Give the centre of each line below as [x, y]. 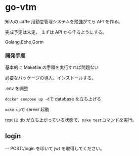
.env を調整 [17, 89]
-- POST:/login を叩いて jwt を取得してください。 [55, 149]
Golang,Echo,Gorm [24, 42]
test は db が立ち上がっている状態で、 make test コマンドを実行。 [71, 120]
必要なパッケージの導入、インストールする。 [51, 78]
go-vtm [21, 7]
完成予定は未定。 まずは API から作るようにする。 [56, 32]
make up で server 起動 [27, 109]
